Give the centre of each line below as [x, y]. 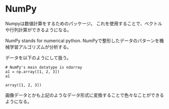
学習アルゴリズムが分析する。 [40, 47]
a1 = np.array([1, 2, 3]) [32, 71]
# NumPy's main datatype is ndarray [44, 67]
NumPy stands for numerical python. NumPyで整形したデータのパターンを [82, 41]
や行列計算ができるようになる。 [38, 30]
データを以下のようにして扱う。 [38, 58]
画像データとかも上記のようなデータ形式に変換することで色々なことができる [85, 95]
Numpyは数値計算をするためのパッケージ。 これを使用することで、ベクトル [84, 23]
